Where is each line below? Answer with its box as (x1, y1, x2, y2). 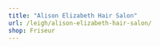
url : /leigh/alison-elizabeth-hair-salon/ (8, 19, 152, 27)
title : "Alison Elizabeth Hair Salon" (8, 11, 138, 20)
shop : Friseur (8, 26, 56, 34)
